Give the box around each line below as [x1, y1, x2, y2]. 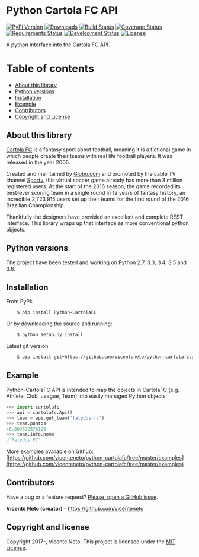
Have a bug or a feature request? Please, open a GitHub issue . [6, 493, 158, 501]
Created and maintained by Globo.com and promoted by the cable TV [6, 170, 176, 177]
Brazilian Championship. [6, 201, 66, 208]
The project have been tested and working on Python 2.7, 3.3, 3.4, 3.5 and [6, 259, 187, 266]
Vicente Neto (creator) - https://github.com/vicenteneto [6, 505, 144, 512]
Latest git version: [6, 343, 50, 350]
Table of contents [6, 62, 95, 75]
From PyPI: [6, 298, 33, 305]
